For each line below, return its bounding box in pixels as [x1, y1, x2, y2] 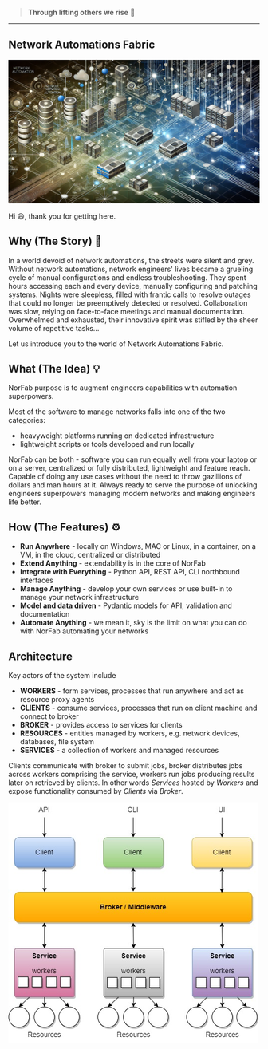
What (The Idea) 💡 [8, 361, 100, 375]
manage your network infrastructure [19, 593, 140, 602]
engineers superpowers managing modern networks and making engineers [8, 489, 256, 499]
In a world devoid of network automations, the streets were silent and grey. [8, 255, 254, 265]
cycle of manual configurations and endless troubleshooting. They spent [8, 272, 246, 282]
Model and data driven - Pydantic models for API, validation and [19, 601, 233, 610]
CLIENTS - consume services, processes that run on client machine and [19, 703, 258, 712]
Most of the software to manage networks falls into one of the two [8, 407, 226, 416]
